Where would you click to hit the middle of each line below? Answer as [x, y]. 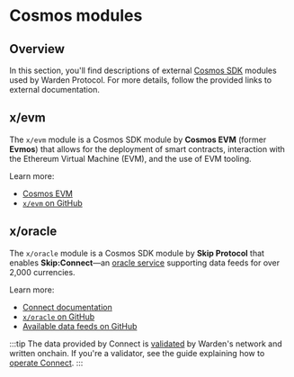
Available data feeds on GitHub [80, 326]
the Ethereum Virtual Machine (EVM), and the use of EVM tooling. [130, 158]
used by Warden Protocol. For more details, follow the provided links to [141, 80]
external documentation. [55, 90]
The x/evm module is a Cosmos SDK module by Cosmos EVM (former [138, 139]
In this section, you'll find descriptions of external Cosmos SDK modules [143, 70]
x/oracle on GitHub [58, 317]
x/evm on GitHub [52, 202]
